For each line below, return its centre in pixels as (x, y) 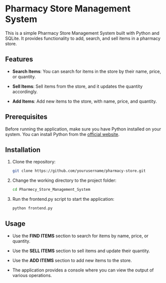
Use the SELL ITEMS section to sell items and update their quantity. (81, 251)
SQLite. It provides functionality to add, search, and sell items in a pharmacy (83, 38)
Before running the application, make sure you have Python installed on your (83, 129)
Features (19, 60)
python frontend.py (32, 208)
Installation (23, 150)
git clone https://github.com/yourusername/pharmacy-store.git (79, 171)
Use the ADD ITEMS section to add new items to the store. (72, 260)
